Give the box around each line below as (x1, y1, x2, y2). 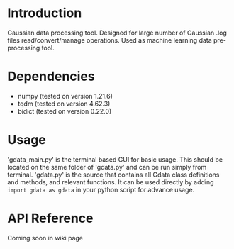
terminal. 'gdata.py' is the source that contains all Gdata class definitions (7, 170, 220, 179)
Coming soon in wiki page (7, 233, 84, 242)
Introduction (7, 5, 82, 21)
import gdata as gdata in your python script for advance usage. (7, 185, 195, 194)
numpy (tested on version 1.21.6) (17, 92, 113, 100)
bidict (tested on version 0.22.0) (17, 106, 112, 115)
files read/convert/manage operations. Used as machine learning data (7, 35, 213, 44)
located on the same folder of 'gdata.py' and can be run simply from (7, 162, 207, 171)
